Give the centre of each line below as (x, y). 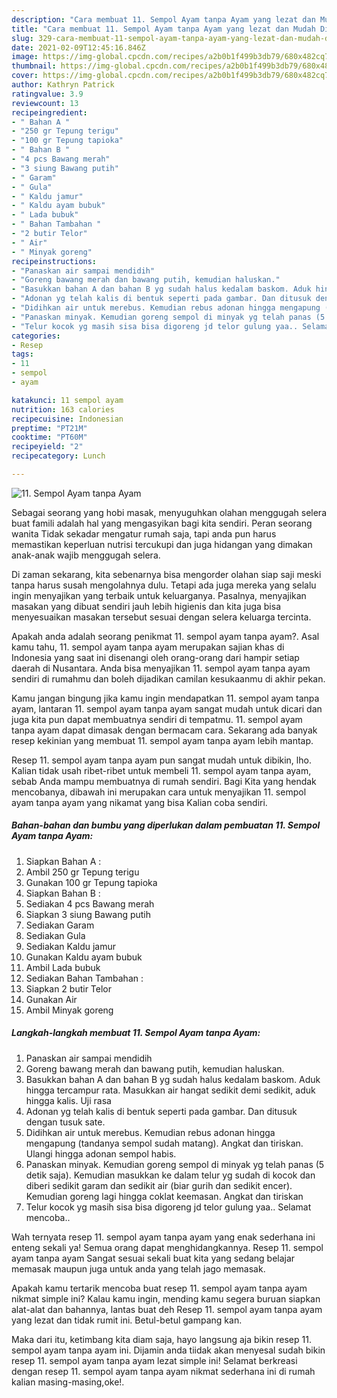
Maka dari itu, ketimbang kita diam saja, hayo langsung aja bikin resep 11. (161, 1339)
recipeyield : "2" (47, 447)
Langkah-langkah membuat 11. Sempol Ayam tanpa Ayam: (136, 1033)
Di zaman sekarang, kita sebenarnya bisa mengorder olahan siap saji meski (166, 574)
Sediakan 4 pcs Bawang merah (90, 903)
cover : (25, 76)
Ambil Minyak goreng (69, 1010)
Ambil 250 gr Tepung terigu (82, 872)
